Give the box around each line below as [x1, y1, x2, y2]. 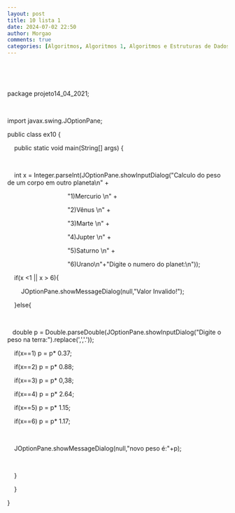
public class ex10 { [7, 131, 62, 138]
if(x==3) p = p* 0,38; [13, 376, 74, 385]
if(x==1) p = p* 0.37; [13, 349, 72, 357]
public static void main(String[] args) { [13, 144, 124, 152]
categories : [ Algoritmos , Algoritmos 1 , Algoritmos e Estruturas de [7, 43, 211, 50]
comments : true [7, 36, 52, 44]
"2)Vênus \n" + [67, 206, 111, 214]
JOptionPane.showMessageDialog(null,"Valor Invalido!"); [20, 287, 185, 295]
